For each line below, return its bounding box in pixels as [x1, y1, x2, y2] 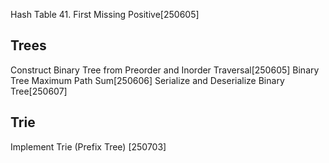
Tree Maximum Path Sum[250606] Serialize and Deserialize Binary [10, 74, 285, 86]
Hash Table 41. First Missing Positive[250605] [10, 9, 200, 20]
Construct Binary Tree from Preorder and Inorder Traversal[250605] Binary [10, 64, 320, 76]
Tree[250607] [10, 85, 68, 97]
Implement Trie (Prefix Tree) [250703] [10, 140, 167, 153]
